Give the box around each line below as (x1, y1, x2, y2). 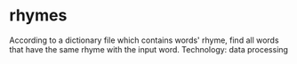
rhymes (9, 5, 68, 26)
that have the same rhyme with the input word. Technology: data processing (9, 44, 289, 54)
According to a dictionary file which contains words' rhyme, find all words (9, 35, 279, 45)
